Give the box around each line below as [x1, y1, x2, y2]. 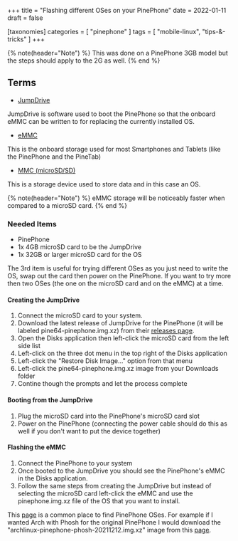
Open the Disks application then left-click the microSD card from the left [17, 334, 229, 342]
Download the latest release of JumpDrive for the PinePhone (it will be [17, 319, 224, 327]
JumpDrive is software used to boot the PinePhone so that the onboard [7, 110, 216, 118]
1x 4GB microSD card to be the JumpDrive [17, 243, 142, 251]
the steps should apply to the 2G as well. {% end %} [7, 56, 161, 65]
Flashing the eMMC [7, 443, 66, 451]
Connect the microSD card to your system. [17, 311, 144, 320]
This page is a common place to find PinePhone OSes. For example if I [7, 510, 213, 519]
